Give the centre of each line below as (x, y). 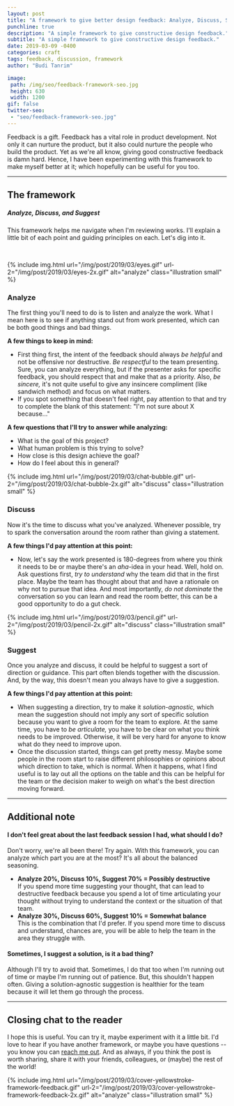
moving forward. (41, 788)
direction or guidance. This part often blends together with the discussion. (114, 673)
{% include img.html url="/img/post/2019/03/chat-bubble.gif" (96, 477)
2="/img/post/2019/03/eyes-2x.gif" (58, 272)
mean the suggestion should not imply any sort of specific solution (113, 714)
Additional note (41, 817)
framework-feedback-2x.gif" (48, 1095)
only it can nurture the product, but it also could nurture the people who (110, 144)
